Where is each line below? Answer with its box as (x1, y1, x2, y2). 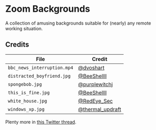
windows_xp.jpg (8, 106, 45, 112)
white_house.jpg (8, 98, 47, 104)
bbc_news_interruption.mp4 (8, 64, 73, 71)
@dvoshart (78, 64, 105, 71)
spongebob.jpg (8, 81, 42, 87)
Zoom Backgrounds (5, 3, 90, 15)
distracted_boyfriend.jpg (8, 73, 71, 79)
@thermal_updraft (78, 105, 121, 113)
